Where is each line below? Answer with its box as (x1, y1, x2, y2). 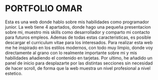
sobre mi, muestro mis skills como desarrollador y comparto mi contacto (5, 29, 150, 35)
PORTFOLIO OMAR (5, 3, 83, 14)
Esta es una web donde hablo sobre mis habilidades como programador (5, 19, 149, 25)
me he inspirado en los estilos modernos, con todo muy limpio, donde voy (5, 45, 153, 50)
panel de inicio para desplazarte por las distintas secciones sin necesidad (5, 60, 153, 66)
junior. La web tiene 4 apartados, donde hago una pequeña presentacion (5, 24, 151, 30)
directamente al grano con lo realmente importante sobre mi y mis (5, 49, 137, 56)
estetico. (5, 70, 23, 76)
